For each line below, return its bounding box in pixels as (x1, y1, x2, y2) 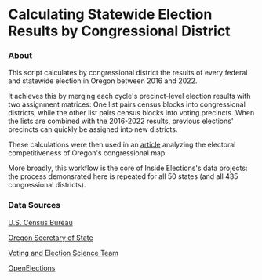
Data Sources (8, 200, 61, 211)
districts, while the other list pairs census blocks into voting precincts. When (8, 108, 255, 118)
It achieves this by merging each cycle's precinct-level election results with (8, 92, 251, 101)
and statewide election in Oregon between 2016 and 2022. (8, 76, 198, 85)
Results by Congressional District (8, 22, 231, 40)
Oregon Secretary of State (8, 233, 93, 242)
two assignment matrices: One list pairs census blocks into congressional (8, 100, 246, 109)
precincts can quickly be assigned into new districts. (8, 125, 178, 134)
